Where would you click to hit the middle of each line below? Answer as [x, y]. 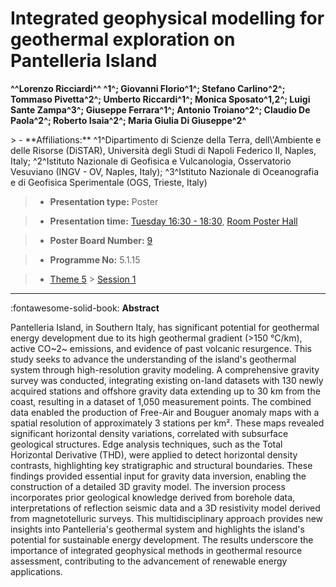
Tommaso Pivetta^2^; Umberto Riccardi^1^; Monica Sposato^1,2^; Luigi [160, 99]
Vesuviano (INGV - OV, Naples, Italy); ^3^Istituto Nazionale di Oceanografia [165, 171]
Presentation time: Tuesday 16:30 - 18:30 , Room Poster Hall [173, 221]
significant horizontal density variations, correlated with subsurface [149, 433]
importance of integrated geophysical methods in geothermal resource [156, 550]
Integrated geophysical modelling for [167, 18]
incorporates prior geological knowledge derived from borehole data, [153, 497]
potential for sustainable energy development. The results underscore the [162, 539]
